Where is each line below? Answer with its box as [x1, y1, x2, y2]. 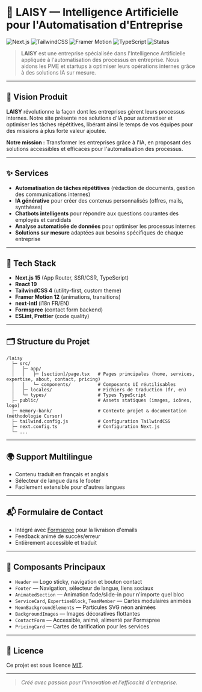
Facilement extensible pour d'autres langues [14, 483, 125, 491]
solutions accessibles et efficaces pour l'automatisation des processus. [6, 145, 183, 152]
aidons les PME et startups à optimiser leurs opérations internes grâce [20, 63, 195, 70]
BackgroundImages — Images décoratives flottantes [14, 610, 140, 617]
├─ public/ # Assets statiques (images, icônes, [11, 397, 192, 403]
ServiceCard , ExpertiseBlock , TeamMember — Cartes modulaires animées [14, 597, 191, 604]
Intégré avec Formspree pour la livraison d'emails [14, 526, 138, 533]
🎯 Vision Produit [6, 92, 68, 102]
